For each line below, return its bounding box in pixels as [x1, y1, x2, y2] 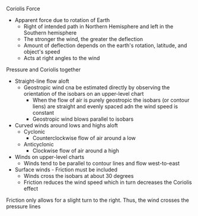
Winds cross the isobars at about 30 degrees [23, 173, 134, 179]
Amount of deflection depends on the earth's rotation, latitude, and [23, 42, 187, 49]
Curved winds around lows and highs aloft [14, 122, 119, 129]
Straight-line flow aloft [14, 77, 69, 84]
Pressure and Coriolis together [6, 66, 81, 73]
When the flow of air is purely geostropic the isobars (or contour [32, 96, 190, 104]
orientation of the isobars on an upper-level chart [23, 90, 144, 97]
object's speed [23, 48, 60, 55]
